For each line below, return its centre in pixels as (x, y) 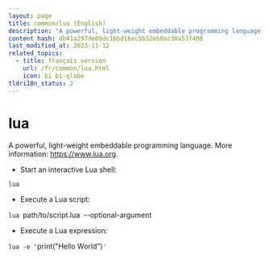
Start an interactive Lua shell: (68, 169)
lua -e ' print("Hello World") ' (58, 246)
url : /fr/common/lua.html (66, 69)
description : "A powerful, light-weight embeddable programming (118, 31)
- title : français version (61, 61)
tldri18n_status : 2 (41, 83)
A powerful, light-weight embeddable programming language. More (120, 145)
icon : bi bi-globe (54, 76)
